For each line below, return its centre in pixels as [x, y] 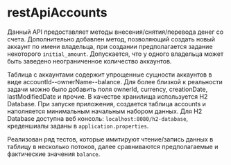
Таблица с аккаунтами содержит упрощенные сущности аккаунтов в [110, 75]
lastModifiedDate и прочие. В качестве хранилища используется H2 [108, 96]
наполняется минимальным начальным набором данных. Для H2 [105, 111]
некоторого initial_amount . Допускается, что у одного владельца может [115, 54]
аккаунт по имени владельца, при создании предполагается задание [110, 46]
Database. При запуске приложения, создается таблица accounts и [107, 104]
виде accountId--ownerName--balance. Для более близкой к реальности [115, 81]
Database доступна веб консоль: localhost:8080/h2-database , [98, 118]
